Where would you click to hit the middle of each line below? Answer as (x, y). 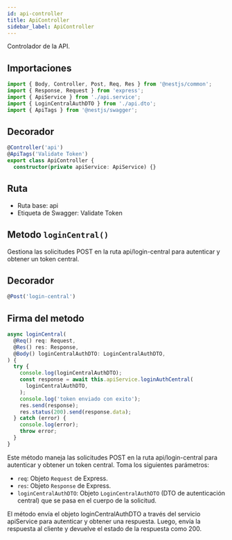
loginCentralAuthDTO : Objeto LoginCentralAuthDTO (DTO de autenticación (121, 493)
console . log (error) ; (49, 425)
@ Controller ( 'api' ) (35, 148)
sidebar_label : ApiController (51, 26)
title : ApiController (38, 20)
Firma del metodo (46, 318)
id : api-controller (35, 14)
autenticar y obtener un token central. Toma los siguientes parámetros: (108, 465)
